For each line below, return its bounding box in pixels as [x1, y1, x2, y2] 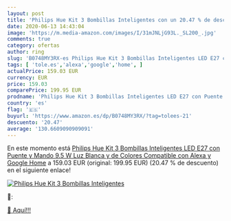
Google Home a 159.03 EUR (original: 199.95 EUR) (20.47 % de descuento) [7, 159, 219, 167]
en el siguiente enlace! [7, 166, 71, 174]
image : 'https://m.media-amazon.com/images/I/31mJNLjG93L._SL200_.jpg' [7, 29, 217, 36]
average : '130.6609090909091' [7, 125, 94, 132]
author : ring [7, 49, 45, 56]
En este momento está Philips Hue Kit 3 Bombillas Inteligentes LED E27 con [7, 144, 221, 152]
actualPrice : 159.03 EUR [7, 67, 78, 74]
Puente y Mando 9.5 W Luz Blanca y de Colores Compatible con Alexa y [7, 151, 212, 160]
